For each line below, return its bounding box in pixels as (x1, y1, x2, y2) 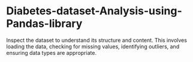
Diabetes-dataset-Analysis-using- (6, 4, 182, 18)
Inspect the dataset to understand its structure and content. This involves (6, 36, 188, 44)
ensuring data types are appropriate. (6, 49, 97, 56)
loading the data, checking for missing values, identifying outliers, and (6, 43, 180, 50)
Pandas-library (6, 17, 83, 30)
